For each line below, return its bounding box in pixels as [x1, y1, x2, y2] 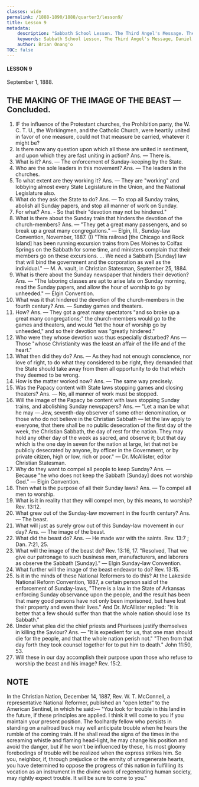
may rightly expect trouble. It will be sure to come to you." [6, 774, 147, 781]
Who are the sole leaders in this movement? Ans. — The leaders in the [15, 164, 187, 171]
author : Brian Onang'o [17, 42, 73, 48]
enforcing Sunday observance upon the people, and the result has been [15, 591, 191, 598]
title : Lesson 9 [6, 19, 47, 25]
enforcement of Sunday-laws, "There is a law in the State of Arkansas [15, 584, 185, 592]
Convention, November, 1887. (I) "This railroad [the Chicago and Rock [15, 233, 185, 240]
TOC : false [6, 47, 34, 53]
